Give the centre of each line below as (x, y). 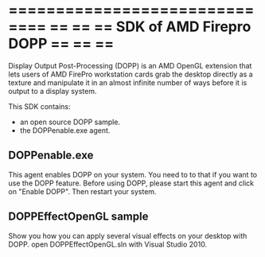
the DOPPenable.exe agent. (65, 130)
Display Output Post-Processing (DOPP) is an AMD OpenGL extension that (130, 65)
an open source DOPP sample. (70, 122)
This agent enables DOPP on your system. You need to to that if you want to (132, 174)
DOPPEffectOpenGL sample (78, 217)
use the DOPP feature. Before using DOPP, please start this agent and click (131, 183)
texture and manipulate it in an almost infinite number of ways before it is (128, 82)
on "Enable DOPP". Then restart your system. (82, 191)
